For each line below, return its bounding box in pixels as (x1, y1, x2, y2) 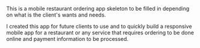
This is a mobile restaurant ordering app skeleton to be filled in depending (6, 5, 190, 12)
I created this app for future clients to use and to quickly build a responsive (6, 23, 192, 30)
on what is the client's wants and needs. (6, 11, 107, 18)
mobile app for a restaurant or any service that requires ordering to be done (6, 29, 195, 36)
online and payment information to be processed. (6, 36, 129, 42)
